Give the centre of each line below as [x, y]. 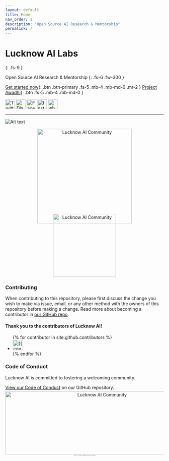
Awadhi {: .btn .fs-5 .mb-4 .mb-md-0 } [45, 93]
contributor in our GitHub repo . [37, 314]
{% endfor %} [27, 354]
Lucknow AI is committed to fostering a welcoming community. [70, 378]
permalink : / [19, 29]
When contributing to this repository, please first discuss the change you [80, 299]
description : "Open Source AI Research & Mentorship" [63, 24]
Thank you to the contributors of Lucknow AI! [54, 326]
